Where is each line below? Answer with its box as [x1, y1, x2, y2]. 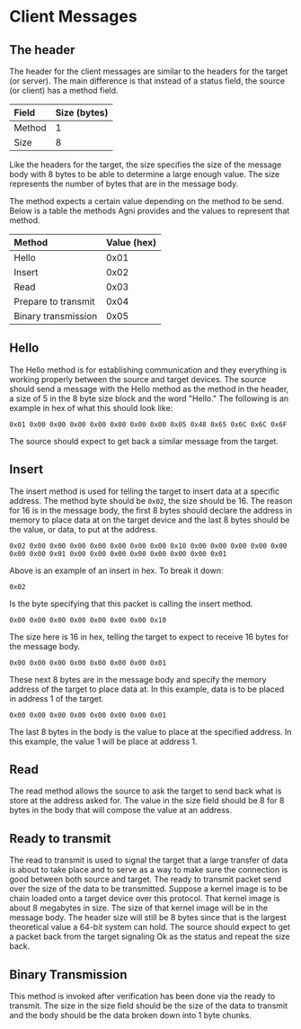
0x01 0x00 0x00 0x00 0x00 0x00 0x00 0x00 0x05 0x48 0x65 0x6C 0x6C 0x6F [9, 420, 288, 429]
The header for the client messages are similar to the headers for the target [9, 66, 288, 76]
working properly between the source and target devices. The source [9, 373, 267, 384]
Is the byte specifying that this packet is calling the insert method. [9, 598, 253, 609]
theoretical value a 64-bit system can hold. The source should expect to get [9, 922, 290, 933]
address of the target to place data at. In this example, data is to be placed [9, 684, 285, 694]
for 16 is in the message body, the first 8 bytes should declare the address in [9, 505, 293, 515]
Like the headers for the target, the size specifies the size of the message [9, 159, 282, 170]
